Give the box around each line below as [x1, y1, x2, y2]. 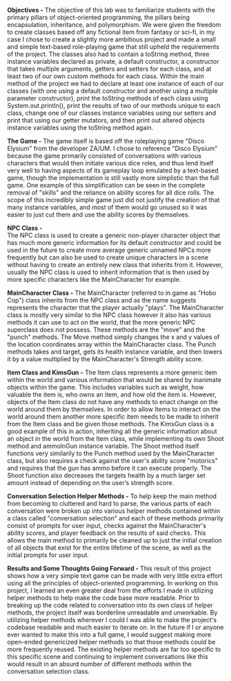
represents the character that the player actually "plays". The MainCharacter [7, 304, 224, 311]
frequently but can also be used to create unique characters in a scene [7, 253, 209, 262]
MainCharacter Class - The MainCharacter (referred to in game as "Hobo [7, 289, 217, 297]
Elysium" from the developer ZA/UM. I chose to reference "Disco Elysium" [7, 145, 218, 152]
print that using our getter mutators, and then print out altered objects [7, 116, 205, 124]
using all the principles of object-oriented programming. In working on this [7, 579, 219, 587]
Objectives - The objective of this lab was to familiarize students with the [7, 6, 216, 14]
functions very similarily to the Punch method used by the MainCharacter [7, 449, 215, 457]
